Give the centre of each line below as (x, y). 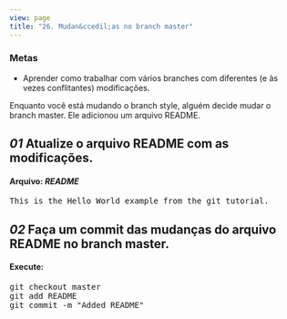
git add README (43, 296)
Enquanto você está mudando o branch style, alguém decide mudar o (140, 105)
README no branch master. (90, 244)
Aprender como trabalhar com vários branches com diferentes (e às (150, 77)
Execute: (26, 267)
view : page (30, 18)
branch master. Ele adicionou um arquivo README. (105, 115)
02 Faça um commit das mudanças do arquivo (143, 229)
